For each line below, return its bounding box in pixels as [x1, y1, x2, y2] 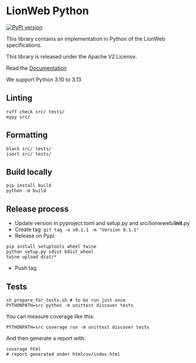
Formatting [6, 130, 48, 140]
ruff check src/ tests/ [6, 108, 65, 115]
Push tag [14, 265, 37, 272]
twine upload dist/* [6, 254, 57, 260]
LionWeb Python [6, 4, 89, 18]
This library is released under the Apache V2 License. [6, 53, 137, 60]
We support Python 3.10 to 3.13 [6, 76, 82, 83]
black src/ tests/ [6, 146, 52, 152]
